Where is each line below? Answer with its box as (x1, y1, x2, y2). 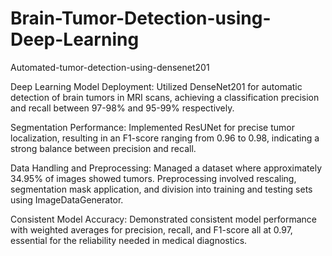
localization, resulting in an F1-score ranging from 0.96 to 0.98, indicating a (10, 132, 320, 144)
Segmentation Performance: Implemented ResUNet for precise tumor (10, 121, 295, 133)
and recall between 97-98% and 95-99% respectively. (10, 102, 235, 114)
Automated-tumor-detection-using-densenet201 (10, 61, 210, 73)
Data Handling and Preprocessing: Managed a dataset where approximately (10, 162, 323, 174)
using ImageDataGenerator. (10, 193, 124, 206)
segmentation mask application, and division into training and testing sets (10, 183, 313, 195)
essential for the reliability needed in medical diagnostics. (10, 234, 248, 246)
